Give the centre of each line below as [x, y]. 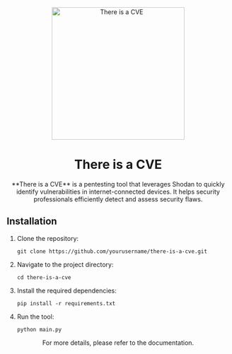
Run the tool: [35, 317]
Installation [32, 222]
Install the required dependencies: [67, 290]
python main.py [39, 329]
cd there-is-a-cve [44, 277]
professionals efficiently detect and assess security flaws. [118, 199]
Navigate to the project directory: [65, 264]
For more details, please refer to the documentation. [118, 343]
